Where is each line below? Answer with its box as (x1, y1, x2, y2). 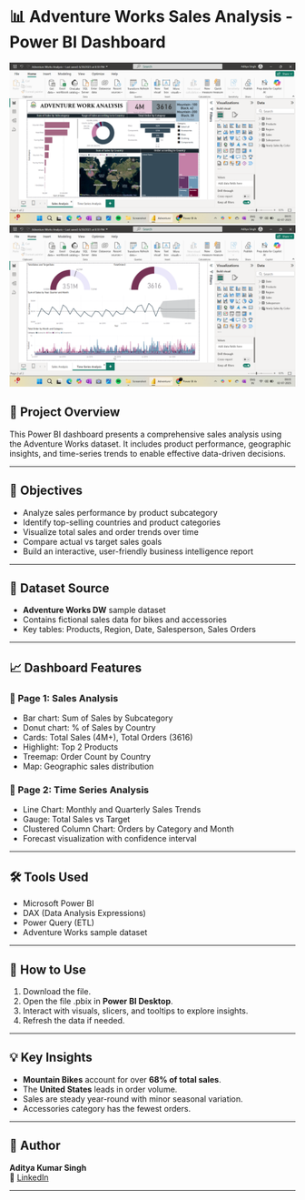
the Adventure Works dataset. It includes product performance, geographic (9, 438, 292, 449)
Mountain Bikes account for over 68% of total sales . (22, 1074, 221, 1084)
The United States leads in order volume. (22, 1084, 178, 1094)
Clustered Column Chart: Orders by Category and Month (22, 823, 234, 834)
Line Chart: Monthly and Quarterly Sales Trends (22, 804, 202, 815)
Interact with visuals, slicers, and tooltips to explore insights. (22, 1005, 249, 1016)
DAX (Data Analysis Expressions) (22, 908, 147, 919)
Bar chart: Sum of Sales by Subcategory (22, 712, 173, 723)
